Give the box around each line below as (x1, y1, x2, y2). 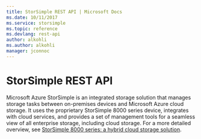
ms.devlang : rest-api (6, 31, 61, 37)
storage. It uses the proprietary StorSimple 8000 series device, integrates (6, 107, 189, 114)
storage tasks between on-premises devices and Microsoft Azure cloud (6, 100, 184, 107)
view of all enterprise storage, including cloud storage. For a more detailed (6, 119, 191, 126)
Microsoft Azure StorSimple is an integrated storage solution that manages (6, 94, 191, 101)
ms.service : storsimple (6, 20, 66, 26)
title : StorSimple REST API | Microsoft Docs (6, 8, 122, 15)
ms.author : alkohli (6, 43, 55, 49)
